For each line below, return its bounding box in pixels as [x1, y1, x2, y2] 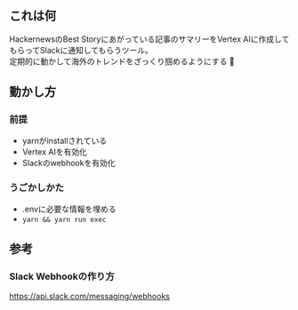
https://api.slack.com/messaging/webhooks [9, 291, 171, 302]
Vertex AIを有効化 [21, 146, 87, 157]
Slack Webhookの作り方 [9, 270, 116, 282]
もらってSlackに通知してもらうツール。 [9, 44, 154, 55]
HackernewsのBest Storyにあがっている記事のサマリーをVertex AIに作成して [9, 34, 290, 44]
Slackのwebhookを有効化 [21, 157, 116, 168]
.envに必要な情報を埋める [21, 203, 117, 214]
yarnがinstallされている [21, 135, 108, 146]
